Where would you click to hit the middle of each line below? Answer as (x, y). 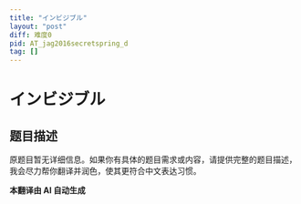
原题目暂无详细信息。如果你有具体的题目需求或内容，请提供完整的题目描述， (153, 159)
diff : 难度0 (31, 35)
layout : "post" (38, 26)
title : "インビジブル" (48, 18)
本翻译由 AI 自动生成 (48, 190)
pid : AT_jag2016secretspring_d (69, 43)
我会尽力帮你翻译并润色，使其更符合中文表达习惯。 (105, 171)
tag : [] (24, 52)
